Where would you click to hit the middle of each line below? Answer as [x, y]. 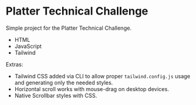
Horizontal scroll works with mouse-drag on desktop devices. [92, 89]
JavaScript [28, 46]
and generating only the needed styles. [64, 83]
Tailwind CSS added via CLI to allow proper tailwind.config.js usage [102, 76]
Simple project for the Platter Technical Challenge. [69, 28]
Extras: [15, 64]
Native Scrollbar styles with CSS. [56, 95]
